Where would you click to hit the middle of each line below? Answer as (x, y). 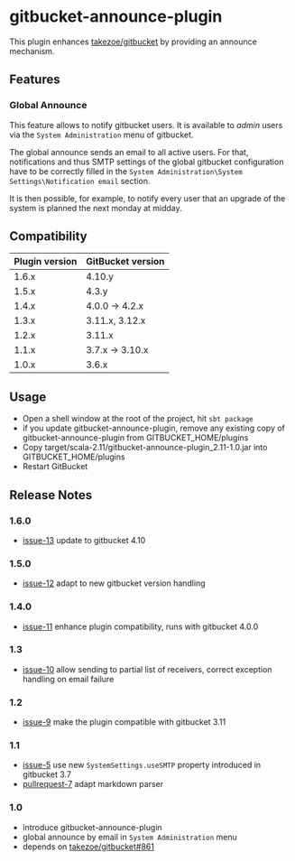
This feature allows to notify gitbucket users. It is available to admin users (146, 125)
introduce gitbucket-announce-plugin (92, 827)
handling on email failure (68, 679)
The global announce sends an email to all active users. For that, (129, 152)
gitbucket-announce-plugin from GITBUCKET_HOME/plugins (135, 438)
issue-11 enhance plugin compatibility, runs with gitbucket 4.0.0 (140, 626)
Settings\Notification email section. (80, 181)
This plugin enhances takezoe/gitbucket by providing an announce (133, 42)
